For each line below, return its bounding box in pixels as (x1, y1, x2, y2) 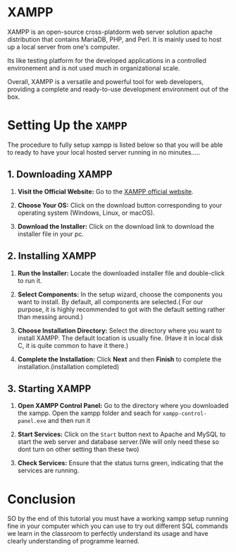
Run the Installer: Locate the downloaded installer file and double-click (17, 269, 225, 277)
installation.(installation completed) (17, 362, 120, 371)
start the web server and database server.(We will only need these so (17, 438, 220, 446)
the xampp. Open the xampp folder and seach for (17, 409, 161, 417)
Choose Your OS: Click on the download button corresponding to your (17, 200, 223, 209)
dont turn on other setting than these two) (17, 445, 139, 454)
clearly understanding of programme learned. (7, 537, 139, 546)
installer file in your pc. (17, 229, 85, 238)
